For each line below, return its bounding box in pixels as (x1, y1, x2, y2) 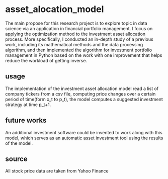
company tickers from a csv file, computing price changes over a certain (5, 91, 156, 97)
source (5, 154, 28, 163)
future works (5, 116, 47, 125)
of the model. (5, 140, 33, 146)
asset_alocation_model (5, 4, 104, 15)
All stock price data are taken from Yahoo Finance (5, 168, 109, 174)
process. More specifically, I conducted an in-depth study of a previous (5, 36, 153, 42)
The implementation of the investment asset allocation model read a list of (5, 85, 159, 92)
